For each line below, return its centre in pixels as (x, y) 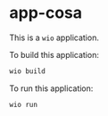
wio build (28, 71)
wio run (24, 104)
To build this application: (54, 54)
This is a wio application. (54, 37)
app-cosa (46, 13)
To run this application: (51, 88)
